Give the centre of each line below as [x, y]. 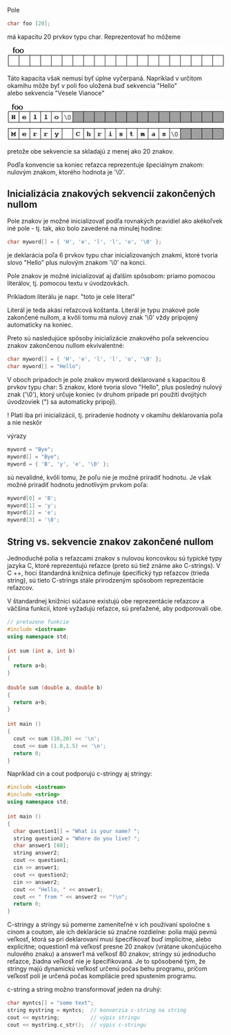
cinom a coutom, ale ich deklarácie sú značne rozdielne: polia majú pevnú [112, 932]
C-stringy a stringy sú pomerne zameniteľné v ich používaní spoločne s [109, 925]
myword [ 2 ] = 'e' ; [32, 513]
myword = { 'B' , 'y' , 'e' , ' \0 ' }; [58, 464]
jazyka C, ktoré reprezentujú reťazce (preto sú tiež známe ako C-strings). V [114, 565]
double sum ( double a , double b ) [55, 688]
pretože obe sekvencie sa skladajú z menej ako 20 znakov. [91, 151]
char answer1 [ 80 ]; [41, 846]
